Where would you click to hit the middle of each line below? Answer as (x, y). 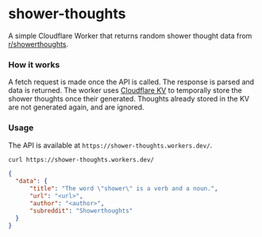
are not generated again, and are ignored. (76, 107)
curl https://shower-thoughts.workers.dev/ (81, 159)
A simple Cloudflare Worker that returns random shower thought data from (130, 36)
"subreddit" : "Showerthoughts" (81, 211)
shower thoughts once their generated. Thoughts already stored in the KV (129, 99)
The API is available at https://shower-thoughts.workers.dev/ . (110, 145)
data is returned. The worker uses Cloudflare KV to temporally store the (125, 90)
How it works (34, 64)
